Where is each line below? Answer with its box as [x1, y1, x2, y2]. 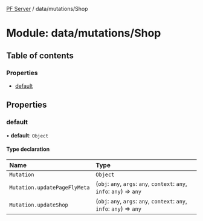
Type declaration [6, 145, 50, 153]
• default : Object [6, 131, 49, 139]
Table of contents [6, 50, 74, 61]
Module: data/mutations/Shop [6, 27, 161, 40]
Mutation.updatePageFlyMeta [9, 184, 90, 191]
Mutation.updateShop [9, 201, 68, 208]
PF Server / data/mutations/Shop [6, 5, 89, 12]
